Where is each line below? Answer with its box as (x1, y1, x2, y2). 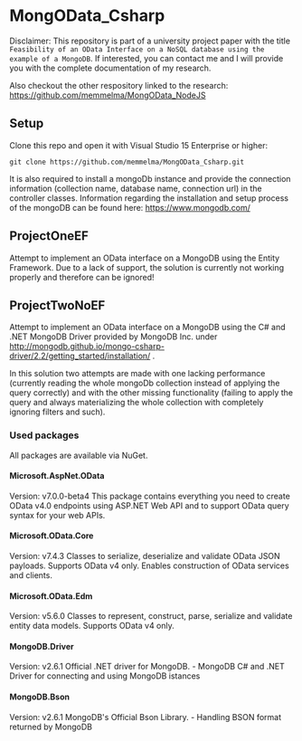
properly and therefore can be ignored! (9, 271, 155, 282)
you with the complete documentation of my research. (9, 62, 212, 73)
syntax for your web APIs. (9, 509, 106, 520)
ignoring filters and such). (9, 406, 106, 417)
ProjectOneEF (9, 228, 89, 244)
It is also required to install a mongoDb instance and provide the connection (9, 173, 291, 184)
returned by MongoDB (9, 721, 93, 732)
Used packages (9, 429, 80, 442)
